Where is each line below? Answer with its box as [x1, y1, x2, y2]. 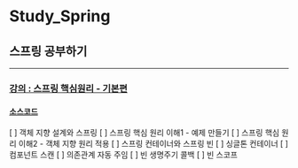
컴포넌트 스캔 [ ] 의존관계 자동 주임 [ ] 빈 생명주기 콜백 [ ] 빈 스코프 [9, 149, 238, 160]
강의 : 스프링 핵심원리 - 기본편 [9, 82, 129, 95]
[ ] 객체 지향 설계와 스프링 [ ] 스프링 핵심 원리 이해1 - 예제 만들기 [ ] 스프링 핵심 [9, 127, 280, 138]
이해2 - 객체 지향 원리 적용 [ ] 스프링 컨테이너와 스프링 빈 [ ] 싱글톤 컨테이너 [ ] [18, 139, 288, 149]
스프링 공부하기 [9, 43, 88, 58]
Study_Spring [9, 6, 111, 27]
